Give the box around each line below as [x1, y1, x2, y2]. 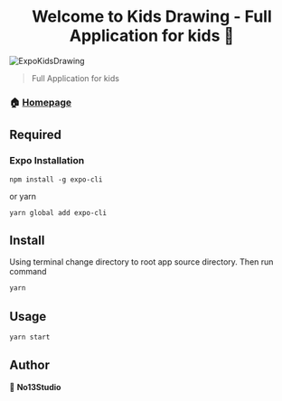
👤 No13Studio [9, 381, 61, 392]
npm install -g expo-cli [9, 174, 103, 184]
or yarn [9, 191, 37, 201]
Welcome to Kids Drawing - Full [31, 6, 273, 27]
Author [9, 358, 50, 373]
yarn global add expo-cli [9, 208, 107, 218]
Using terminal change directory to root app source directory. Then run [9, 256, 274, 267]
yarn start [9, 332, 51, 342]
